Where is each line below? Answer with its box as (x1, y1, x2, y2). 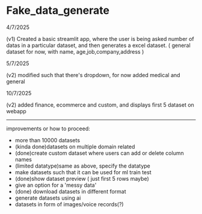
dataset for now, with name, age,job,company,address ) (6, 48, 144, 55)
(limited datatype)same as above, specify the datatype (14, 162, 150, 169)
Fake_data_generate (6, 4, 110, 17)
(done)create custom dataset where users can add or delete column (14, 149, 185, 157)
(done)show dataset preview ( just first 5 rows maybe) (14, 175, 149, 182)
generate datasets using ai (14, 194, 81, 201)
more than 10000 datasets (14, 136, 80, 143)
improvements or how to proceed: (6, 125, 90, 132)
